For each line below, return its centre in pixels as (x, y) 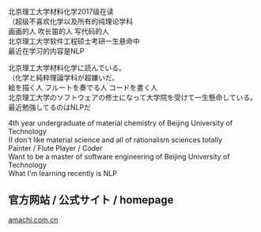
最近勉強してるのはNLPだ (49, 107)
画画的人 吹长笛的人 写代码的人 (59, 31)
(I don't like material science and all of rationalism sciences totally (115, 140)
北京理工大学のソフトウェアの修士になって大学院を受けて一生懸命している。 (132, 97)
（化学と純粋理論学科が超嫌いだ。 (64, 78)
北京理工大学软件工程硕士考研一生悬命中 (74, 41)
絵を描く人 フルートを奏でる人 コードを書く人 (83, 88)
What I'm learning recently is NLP (62, 173)
